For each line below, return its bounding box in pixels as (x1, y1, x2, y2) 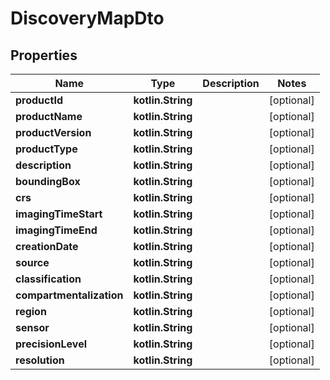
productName (15, 110, 83, 123)
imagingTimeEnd (15, 223, 98, 237)
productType (15, 142, 78, 156)
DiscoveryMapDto (10, 7, 165, 30)
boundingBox (15, 175, 81, 188)
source (15, 256, 50, 269)
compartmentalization (15, 288, 124, 302)
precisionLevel (15, 337, 88, 351)
